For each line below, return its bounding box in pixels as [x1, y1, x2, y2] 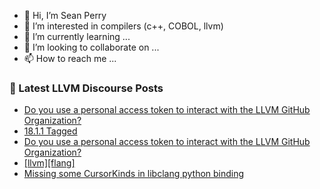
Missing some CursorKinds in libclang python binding [23, 168, 245, 180]
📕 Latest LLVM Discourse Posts [9, 81, 164, 95]
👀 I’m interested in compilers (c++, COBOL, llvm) [23, 20, 224, 32]
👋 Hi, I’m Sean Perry [23, 10, 107, 21]
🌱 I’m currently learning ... [23, 31, 131, 42]
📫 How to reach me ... [23, 53, 117, 64]
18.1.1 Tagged [23, 125, 78, 137]
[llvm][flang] [23, 157, 76, 169]
